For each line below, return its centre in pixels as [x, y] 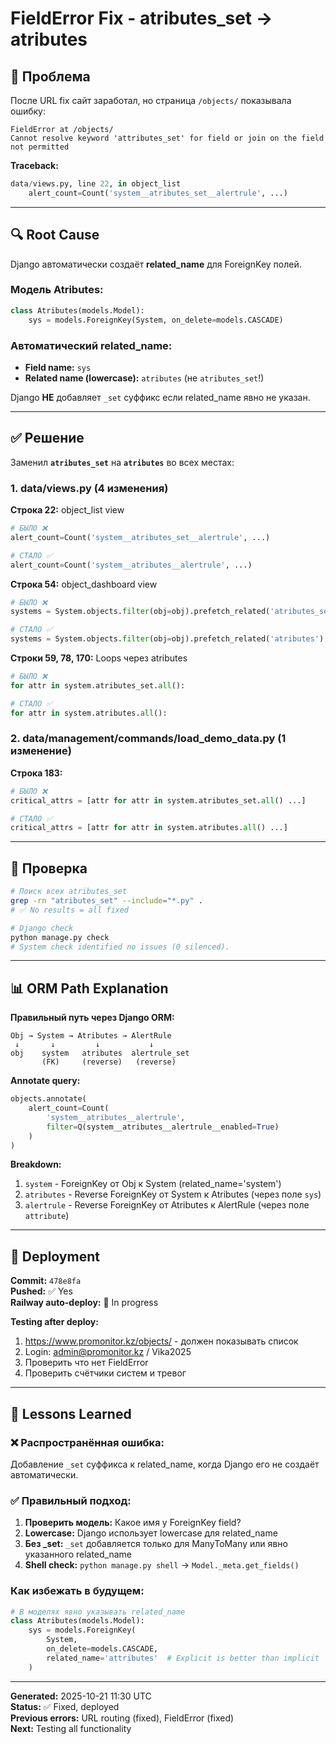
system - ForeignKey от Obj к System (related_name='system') [153, 1184]
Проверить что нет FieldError [86, 1363]
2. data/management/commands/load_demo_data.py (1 [148, 739]
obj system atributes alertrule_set [100, 1053]
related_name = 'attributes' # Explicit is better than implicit [183, 1658]
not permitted [40, 147]
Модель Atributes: [57, 290]
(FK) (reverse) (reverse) [109, 1062]
